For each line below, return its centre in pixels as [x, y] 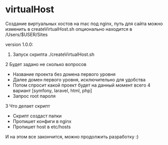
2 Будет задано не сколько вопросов [46, 64]
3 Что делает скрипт [28, 106]
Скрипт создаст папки [37, 116]
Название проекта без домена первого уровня [64, 74]
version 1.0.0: [19, 44]
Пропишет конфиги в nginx [42, 121]
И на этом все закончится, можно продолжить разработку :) [72, 136]
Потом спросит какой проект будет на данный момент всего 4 [81, 85]
